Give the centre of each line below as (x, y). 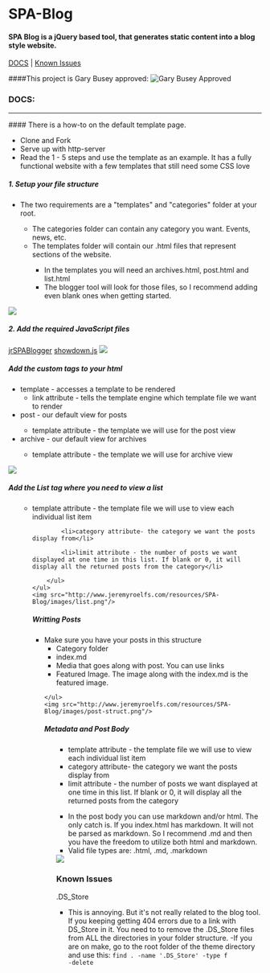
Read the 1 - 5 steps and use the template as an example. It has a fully (135, 157)
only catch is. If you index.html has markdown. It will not (161, 824)
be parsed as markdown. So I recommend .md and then (160, 833)
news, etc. (49, 237)
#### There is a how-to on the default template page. (97, 125)
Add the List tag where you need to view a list (86, 488)
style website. (33, 45)
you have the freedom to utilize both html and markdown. (163, 842)
